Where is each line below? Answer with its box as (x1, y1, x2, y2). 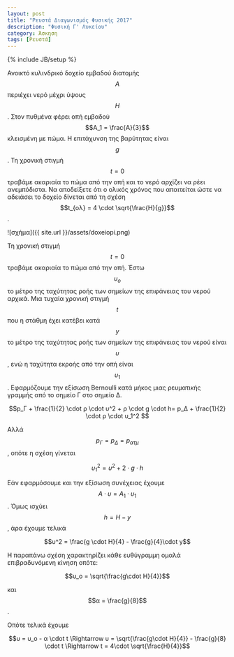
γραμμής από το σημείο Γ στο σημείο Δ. (7, 390, 122, 399)
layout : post (7, 10, 45, 17)
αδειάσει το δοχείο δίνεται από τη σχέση (7, 193, 126, 201)
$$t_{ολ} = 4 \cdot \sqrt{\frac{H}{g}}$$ (59, 204, 175, 212)
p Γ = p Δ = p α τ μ (96, 436, 139, 446)
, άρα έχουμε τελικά (7, 524, 66, 532)
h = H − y (103, 512, 131, 521)
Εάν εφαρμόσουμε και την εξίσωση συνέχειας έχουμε (7, 478, 166, 487)
